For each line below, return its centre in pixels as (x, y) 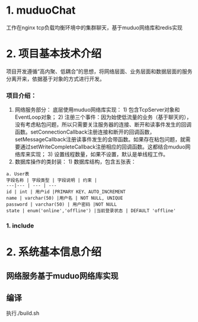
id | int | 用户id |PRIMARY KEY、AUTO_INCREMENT (66, 192)
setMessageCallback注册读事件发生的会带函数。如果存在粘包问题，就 (100, 140)
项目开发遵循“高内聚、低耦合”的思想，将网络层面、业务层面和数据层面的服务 (99, 71)
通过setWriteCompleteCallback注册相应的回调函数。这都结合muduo (103, 147)
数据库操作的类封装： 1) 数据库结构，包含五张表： (75, 162)
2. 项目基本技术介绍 (54, 54)
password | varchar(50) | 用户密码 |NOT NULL (62, 205)
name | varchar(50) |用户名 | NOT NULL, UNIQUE (65, 198)
